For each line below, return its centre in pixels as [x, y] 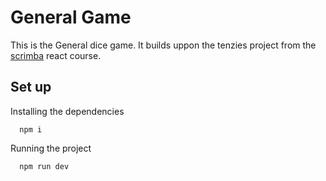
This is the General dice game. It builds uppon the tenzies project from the [163, 45]
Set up [31, 87]
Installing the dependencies [67, 111]
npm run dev [44, 166]
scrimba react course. [56, 55]
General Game [71, 17]
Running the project [51, 148]
